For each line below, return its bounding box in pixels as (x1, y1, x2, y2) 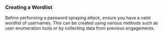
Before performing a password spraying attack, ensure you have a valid (5, 15, 151, 21)
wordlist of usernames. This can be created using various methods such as (5, 20, 158, 26)
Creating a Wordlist (5, 4, 53, 11)
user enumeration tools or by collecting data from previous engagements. (5, 25, 155, 31)
